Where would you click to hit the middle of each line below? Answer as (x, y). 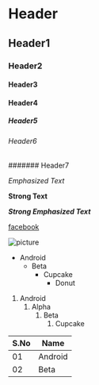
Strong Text (28, 196)
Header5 (23, 121)
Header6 (23, 141)
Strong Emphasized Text (49, 212)
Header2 (25, 66)
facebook (24, 227)
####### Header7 (39, 166)
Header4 (23, 102)
